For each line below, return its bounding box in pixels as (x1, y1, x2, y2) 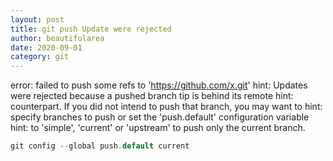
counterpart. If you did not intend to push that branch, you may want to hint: (10, 101, 323, 113)
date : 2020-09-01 (10, 42, 83, 53)
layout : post (10, 14, 65, 25)
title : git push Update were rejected (10, 24, 172, 34)
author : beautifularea (10, 33, 105, 43)
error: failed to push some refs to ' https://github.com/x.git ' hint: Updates (10, 79, 308, 91)
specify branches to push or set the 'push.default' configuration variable (10, 111, 310, 123)
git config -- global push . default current (10, 141, 190, 151)
